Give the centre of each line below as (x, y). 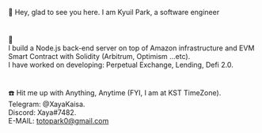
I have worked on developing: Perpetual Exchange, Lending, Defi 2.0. (121, 65)
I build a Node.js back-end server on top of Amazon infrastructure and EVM (131, 48)
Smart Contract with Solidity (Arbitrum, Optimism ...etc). (99, 57)
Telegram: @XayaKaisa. (47, 104)
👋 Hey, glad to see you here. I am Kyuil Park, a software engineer (114, 12)
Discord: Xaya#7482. (42, 113)
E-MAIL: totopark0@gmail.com (59, 121)
